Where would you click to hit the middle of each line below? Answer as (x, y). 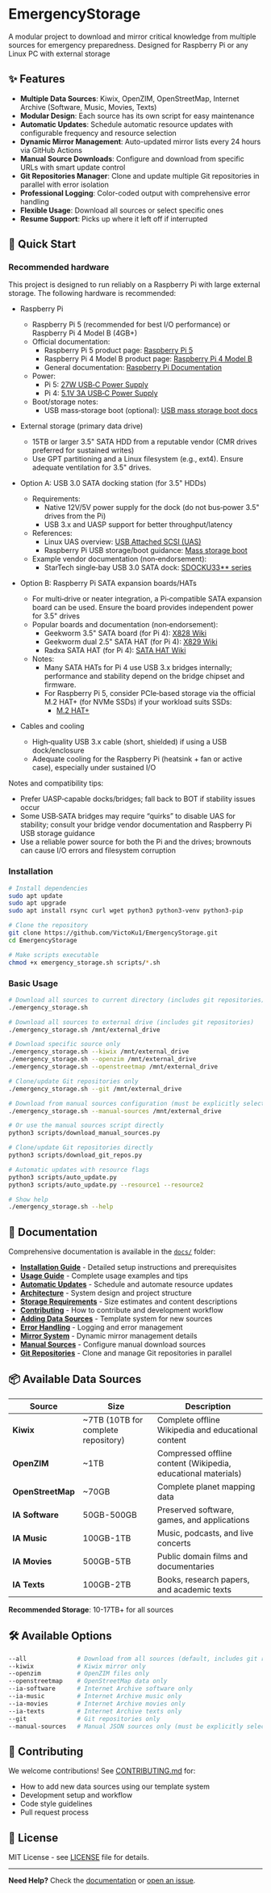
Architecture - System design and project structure (106, 1293)
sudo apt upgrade (38, 903)
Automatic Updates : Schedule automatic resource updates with (127, 124)
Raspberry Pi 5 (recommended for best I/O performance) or (131, 325)
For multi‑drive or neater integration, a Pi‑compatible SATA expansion (147, 599)
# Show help (28, 1199)
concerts (174, 1543)
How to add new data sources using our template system (115, 1786)
